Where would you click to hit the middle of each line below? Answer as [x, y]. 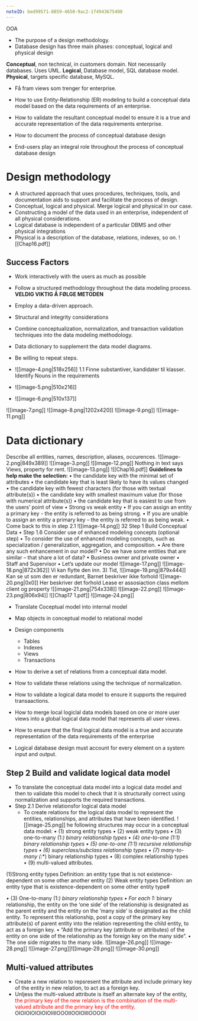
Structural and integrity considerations [61, 317]
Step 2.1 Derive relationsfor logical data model [71, 806]
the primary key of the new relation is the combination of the [88, 1000]
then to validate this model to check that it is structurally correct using [100, 793]
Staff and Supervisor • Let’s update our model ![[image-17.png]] [84, 564]
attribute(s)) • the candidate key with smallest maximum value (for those [94, 495]
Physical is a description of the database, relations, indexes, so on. [96, 237]
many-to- [172, 850]
